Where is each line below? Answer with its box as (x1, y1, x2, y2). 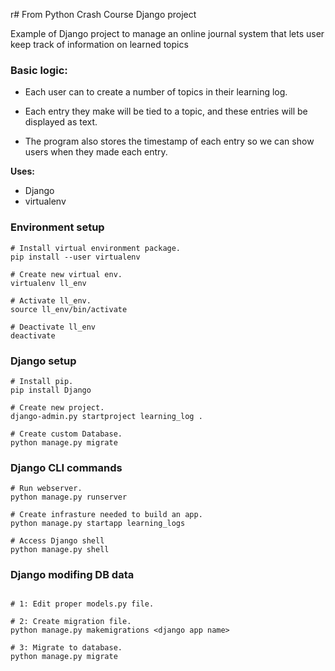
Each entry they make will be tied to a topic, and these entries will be (24, 105, 308, 118)
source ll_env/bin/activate (10, 304, 128, 314)
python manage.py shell (10, 545, 110, 555)
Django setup (10, 354, 77, 368)
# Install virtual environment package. (10, 243, 182, 253)
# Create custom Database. (10, 429, 123, 439)
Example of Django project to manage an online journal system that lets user (10, 28, 325, 39)
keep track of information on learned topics (10, 39, 189, 50)
